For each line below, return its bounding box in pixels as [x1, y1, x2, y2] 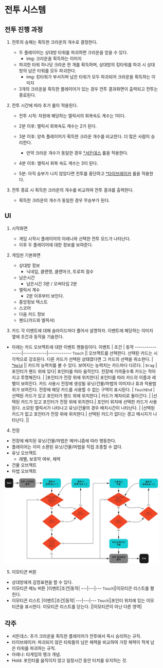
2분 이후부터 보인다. [26, 293, 64, 298]
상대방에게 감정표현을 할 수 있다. [11, 579, 73, 585]
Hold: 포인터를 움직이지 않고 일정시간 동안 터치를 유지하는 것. [11, 658, 127, 664]
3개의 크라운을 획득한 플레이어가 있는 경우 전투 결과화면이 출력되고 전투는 [18, 86, 158, 92]
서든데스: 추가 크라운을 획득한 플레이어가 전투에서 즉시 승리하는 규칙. [11, 633, 142, 639]
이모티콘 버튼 [11, 569, 37, 575]
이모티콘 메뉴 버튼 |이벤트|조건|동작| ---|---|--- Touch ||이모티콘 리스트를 [11, 585, 149, 592]
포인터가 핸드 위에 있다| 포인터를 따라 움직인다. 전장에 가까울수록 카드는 [11, 368, 147, 374]
